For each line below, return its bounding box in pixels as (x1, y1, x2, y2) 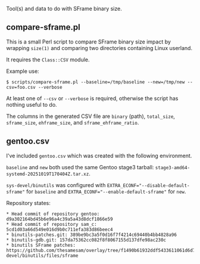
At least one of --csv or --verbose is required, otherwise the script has (6, 95, 179, 102)
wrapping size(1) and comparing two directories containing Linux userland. (6, 44, 192, 51)
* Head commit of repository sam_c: (6, 221, 97, 227)
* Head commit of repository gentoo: (6, 211, 100, 217)
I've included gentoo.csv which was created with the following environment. (6, 152, 192, 159)
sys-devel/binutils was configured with (6, 181, 106, 188)
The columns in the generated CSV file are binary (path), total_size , (6, 113, 176, 120)
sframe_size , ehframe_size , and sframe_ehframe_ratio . (6, 119, 139, 126)
